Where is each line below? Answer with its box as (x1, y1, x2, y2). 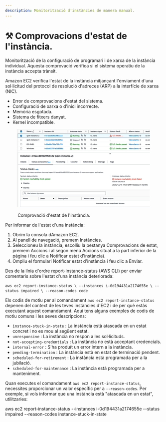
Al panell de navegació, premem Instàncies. (12, 237, 102, 243)
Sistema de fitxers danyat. (12, 114, 66, 120)
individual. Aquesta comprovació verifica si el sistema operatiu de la (5, 62, 145, 68)
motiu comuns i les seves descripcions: (5, 313, 86, 319)
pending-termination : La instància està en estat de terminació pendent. (12, 350, 161, 356)
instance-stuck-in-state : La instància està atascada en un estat (12, 323, 147, 329)
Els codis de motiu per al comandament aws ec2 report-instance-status (5, 297, 155, 303)
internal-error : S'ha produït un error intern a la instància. (12, 344, 133, 350)
